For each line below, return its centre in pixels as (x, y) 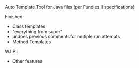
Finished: (14, 17)
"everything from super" (37, 31)
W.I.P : (12, 51)
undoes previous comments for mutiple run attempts (66, 37)
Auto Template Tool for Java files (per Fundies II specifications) (70, 7)
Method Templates (32, 42)
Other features (27, 61)
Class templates (29, 26)
